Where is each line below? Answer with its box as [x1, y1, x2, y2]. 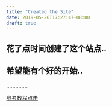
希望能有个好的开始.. [6, 66, 83, 76]
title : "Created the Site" [6, 8, 74, 15]
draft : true [6, 20, 36, 26]
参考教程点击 [6, 94, 38, 102]
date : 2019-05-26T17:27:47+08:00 [6, 14, 90, 20]
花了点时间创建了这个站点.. [6, 43, 107, 54]
